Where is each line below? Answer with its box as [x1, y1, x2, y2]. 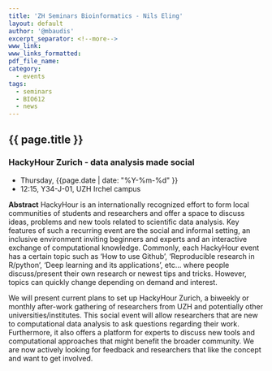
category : [8, 65, 42, 73]
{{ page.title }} [8, 132, 84, 146]
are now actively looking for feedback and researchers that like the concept [8, 344, 261, 354]
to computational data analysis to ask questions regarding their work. [8, 318, 240, 329]
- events [15, 72, 45, 80]
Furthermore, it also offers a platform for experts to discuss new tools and [8, 327, 256, 337]
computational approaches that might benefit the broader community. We [8, 336, 254, 346]
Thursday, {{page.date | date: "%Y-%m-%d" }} [19, 175, 179, 185]
